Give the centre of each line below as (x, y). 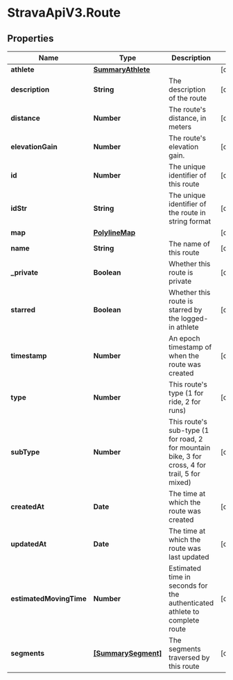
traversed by (189, 657)
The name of (189, 244)
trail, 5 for (184, 474)
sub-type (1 (189, 430)
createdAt (28, 507)
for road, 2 (186, 439)
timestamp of (190, 347)
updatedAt (29, 544)
